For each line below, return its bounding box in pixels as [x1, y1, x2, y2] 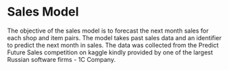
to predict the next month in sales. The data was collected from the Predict [7, 41, 219, 49]
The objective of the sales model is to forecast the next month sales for [7, 27, 209, 35]
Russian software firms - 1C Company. [7, 55, 116, 63]
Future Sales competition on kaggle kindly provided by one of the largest [7, 48, 213, 56]
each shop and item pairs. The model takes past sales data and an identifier [7, 33, 222, 41]
